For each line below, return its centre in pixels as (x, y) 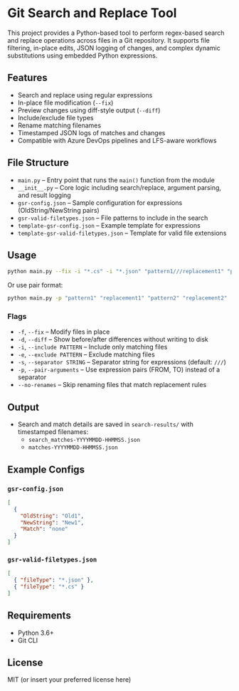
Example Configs (46, 469)
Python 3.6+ (36, 633)
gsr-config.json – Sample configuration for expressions (100, 202)
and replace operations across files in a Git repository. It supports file (108, 40)
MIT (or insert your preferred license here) (69, 680)
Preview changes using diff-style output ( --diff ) (89, 110)
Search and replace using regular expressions (85, 95)
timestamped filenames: (53, 432)
